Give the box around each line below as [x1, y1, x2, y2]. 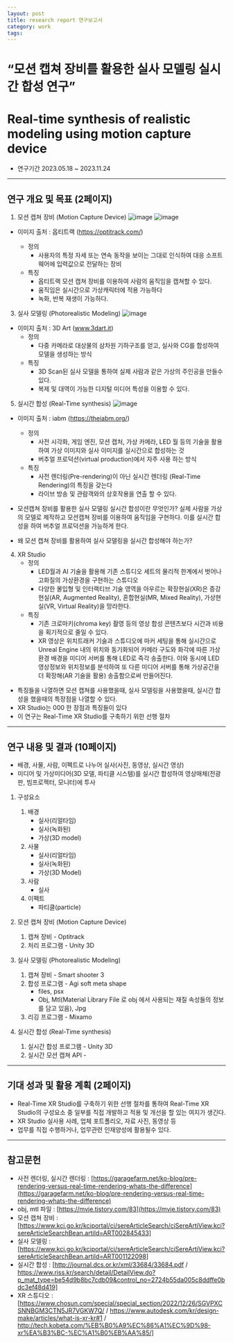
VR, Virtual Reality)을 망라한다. [46, 602, 131, 611]
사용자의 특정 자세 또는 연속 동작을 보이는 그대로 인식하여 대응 [37, 251, 205, 260]
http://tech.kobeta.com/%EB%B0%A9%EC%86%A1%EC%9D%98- [17, 1321, 212, 1329]
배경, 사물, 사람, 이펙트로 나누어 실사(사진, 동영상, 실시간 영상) [17, 761, 184, 769]
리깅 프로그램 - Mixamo [27, 1013, 92, 1021]
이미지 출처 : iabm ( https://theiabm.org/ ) [17, 414, 130, 423]
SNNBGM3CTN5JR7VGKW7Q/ [17, 1306, 105, 1315]
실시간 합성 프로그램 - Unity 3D [27, 1042, 113, 1050]
